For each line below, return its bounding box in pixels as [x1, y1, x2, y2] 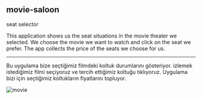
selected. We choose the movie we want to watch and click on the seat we [6, 38, 191, 45]
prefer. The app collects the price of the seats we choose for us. [6, 45, 165, 52]
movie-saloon [6, 5, 60, 15]
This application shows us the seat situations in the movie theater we [6, 32, 177, 39]
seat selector [6, 20, 39, 27]
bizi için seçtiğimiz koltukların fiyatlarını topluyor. [6, 75, 126, 82]
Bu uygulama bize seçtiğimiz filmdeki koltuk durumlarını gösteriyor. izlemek [6, 62, 192, 69]
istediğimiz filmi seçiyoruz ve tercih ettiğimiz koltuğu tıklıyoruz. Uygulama [6, 68, 188, 75]
